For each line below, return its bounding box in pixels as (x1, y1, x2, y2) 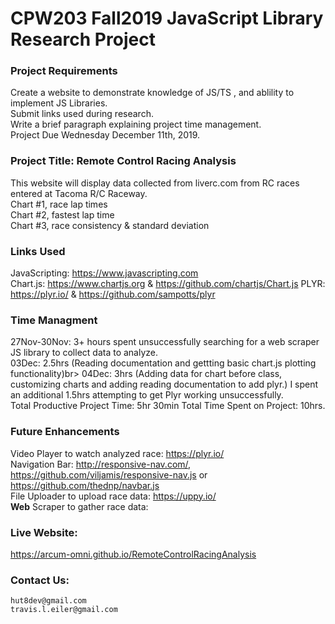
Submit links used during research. (10, 108, 154, 120)
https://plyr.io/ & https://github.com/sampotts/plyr (10, 288, 216, 301)
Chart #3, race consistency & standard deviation (10, 219, 210, 231)
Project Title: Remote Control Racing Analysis (10, 154, 237, 168)
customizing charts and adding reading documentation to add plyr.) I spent (10, 378, 319, 391)
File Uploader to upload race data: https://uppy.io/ (10, 490, 217, 502)
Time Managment (10, 313, 98, 327)
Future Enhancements (10, 425, 120, 439)
